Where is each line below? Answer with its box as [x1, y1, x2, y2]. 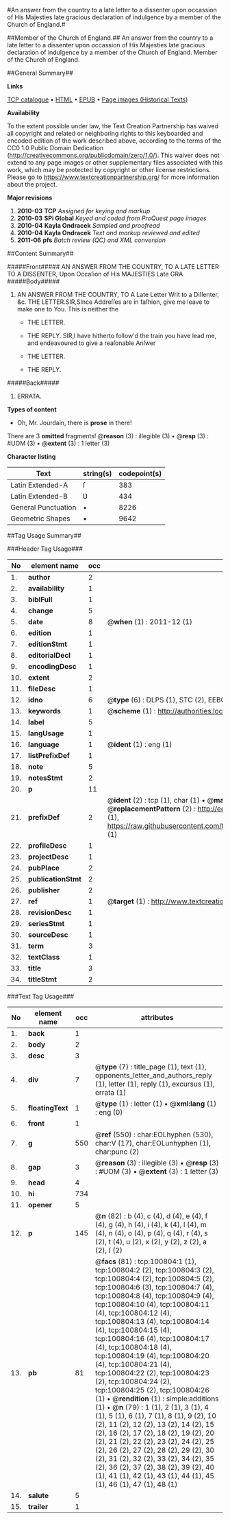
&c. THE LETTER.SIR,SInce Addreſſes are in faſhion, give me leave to [16, 298, 210, 306]
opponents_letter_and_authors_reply [94, 1071, 212, 1080]
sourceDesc [28, 930, 68, 939]
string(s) [83, 469, 112, 478]
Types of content [7, 405, 57, 414]
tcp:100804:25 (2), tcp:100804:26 [94, 1386, 210, 1394]
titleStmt [28, 975, 57, 984]
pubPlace [28, 864, 60, 872]
